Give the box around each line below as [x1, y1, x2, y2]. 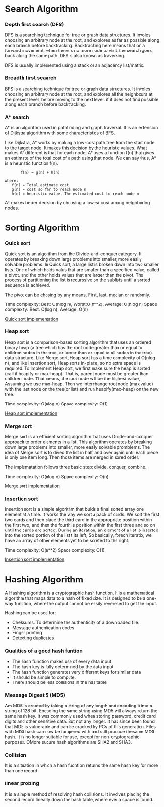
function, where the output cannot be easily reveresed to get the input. [14, 601, 158, 606]
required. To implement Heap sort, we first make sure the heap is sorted [5, 365, 150, 371]
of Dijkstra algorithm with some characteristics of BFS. [5, 130, 115, 136]
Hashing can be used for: [5, 610, 56, 616]
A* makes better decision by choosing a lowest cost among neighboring [5, 200, 150, 206]
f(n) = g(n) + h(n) [20, 170, 60, 175]
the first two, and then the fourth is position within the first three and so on [5, 522, 155, 528]
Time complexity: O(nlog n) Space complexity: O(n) [5, 474, 109, 479]
